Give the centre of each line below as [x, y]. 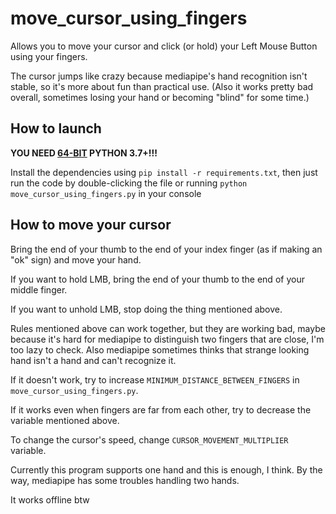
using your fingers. [49, 56]
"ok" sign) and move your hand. [76, 259]
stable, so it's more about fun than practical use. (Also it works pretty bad [162, 86]
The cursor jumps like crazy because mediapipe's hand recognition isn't [159, 76]
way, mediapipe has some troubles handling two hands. [125, 480]
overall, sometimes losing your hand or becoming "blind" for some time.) [160, 97]
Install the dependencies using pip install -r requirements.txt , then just [164, 172]
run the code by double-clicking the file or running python [129, 183]
